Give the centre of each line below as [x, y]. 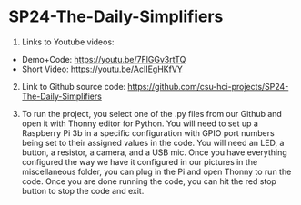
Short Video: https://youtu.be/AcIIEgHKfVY [102, 69]
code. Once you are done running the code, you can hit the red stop [149, 181]
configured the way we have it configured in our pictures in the [140, 161]
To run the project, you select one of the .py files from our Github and [152, 113]
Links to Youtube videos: [68, 42]
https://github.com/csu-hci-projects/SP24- [208, 86]
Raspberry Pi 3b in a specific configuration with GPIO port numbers [148, 132]
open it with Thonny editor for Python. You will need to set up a [140, 123]
